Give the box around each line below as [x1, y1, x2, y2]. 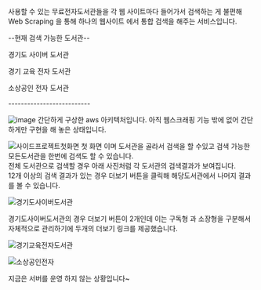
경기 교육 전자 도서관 [8, 67, 71, 76]
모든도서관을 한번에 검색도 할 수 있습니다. [8, 151, 134, 161]
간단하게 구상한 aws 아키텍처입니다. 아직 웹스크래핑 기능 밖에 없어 [38, 115, 239, 124]
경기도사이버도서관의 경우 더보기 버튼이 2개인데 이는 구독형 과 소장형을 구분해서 [8, 214, 251, 223]
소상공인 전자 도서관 [8, 83, 69, 92]
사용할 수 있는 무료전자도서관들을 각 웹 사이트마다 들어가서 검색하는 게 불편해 [8, 7, 243, 16]
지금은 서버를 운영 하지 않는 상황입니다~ [8, 274, 130, 283]
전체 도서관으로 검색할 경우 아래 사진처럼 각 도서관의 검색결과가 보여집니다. [8, 161, 237, 170]
